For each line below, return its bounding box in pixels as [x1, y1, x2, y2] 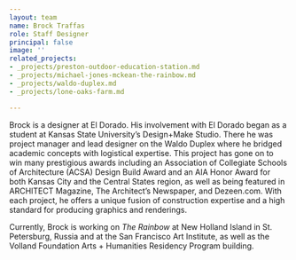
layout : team [9, 12, 58, 22]
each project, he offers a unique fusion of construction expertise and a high [9, 194, 285, 205]
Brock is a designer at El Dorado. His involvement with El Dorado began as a [9, 119, 287, 130]
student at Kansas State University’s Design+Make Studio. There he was [9, 129, 273, 139]
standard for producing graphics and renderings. [9, 204, 188, 215]
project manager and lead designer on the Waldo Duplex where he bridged [9, 138, 282, 149]
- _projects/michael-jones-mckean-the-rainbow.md [9, 71, 197, 80]
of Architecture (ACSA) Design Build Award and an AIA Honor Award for [9, 166, 271, 177]
